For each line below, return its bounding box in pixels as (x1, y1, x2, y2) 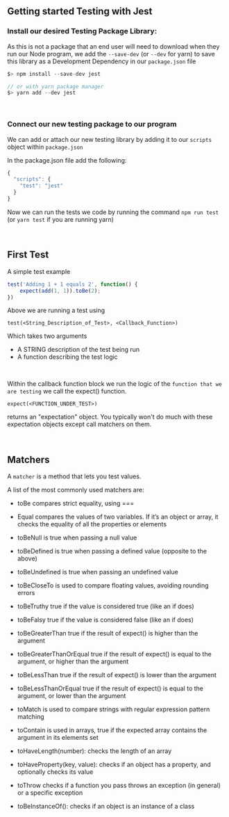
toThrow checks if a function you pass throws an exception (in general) (17, 782, 221, 790)
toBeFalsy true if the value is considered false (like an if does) (17, 615, 194, 624)
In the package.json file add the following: (7, 156, 127, 164)
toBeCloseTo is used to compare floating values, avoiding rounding (17, 581, 210, 590)
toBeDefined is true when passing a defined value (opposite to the (17, 547, 207, 556)
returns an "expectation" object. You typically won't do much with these (7, 413, 213, 421)
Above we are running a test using (7, 306, 105, 315)
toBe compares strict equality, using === (17, 499, 135, 508)
